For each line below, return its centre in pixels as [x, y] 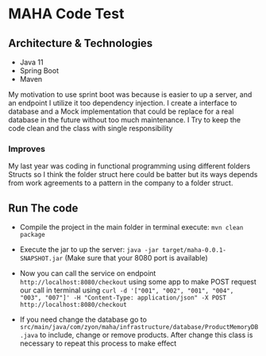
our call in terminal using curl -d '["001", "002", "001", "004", [127, 290]
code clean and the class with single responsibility [91, 128]
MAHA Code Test [66, 14]
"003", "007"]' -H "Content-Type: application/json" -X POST [123, 298]
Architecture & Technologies [81, 43]
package [32, 235]
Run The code [43, 208]
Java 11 [31, 62]
